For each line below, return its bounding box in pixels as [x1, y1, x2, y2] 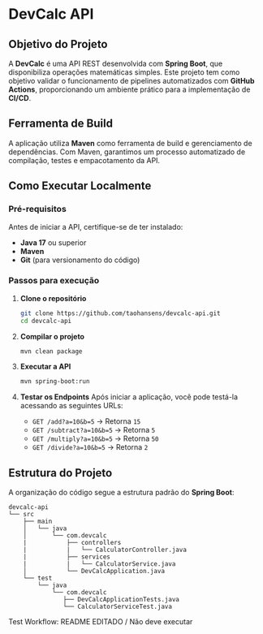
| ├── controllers [23, 539, 122, 547]
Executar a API [19, 362, 71, 372]
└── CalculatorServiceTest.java [63, 602, 173, 611]
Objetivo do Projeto [8, 37, 108, 51]
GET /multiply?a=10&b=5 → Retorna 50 [32, 433, 160, 443]
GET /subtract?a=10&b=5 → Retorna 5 [32, 425, 156, 435]
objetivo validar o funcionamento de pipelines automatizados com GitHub [8, 76, 255, 85]
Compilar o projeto [19, 331, 85, 341]
